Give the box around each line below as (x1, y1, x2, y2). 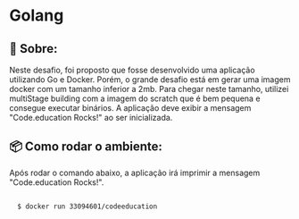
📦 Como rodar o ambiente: (9, 139, 163, 155)
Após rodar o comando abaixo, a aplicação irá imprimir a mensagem (9, 167, 261, 178)
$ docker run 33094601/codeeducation (17, 202, 158, 211)
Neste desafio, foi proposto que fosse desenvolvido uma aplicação (9, 64, 256, 75)
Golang (9, 5, 64, 26)
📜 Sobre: (9, 41, 58, 56)
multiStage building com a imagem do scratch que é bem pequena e (9, 93, 261, 104)
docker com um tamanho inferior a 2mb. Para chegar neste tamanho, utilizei (9, 84, 289, 94)
